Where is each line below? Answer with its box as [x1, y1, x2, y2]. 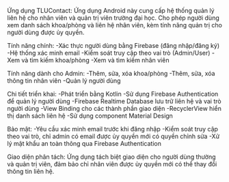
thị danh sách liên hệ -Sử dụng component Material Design [7, 112, 173, 120]
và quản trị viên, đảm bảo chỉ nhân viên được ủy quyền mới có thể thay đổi [7, 160, 217, 168]
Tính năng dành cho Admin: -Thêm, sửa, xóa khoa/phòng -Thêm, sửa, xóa [7, 69, 215, 77]
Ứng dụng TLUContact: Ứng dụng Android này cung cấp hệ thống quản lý [7, 7, 215, 14]
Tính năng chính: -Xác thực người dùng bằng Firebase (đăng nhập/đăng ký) [7, 42, 220, 49]
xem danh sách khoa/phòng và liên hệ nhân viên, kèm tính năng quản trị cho [7, 21, 222, 29]
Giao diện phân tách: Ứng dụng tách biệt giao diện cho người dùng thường [7, 153, 216, 161]
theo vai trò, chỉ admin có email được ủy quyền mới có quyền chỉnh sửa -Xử [7, 132, 220, 140]
